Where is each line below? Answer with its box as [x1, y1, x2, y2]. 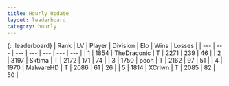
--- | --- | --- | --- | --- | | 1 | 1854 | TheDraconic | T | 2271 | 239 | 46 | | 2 [14, 49, 221, 57]
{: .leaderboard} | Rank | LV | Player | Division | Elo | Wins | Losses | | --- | [7, 42, 215, 50]
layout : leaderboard [7, 17, 67, 23]
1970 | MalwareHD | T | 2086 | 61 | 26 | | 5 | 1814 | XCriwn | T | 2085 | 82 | [7, 63, 215, 72]
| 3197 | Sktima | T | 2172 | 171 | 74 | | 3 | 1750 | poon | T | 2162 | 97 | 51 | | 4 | [7, 56, 223, 65]
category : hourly [7, 23, 57, 30]
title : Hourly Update [7, 10, 69, 17]
